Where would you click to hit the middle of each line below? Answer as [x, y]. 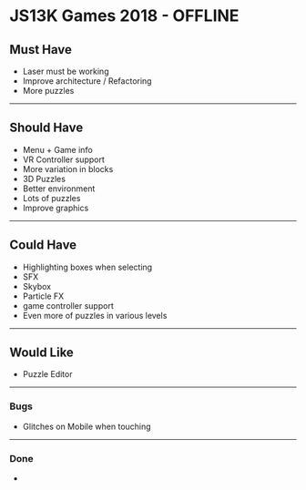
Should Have [46, 128]
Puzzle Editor [47, 374]
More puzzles [48, 91]
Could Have [43, 245]
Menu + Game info [57, 149]
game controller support [68, 305]
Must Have [41, 50]
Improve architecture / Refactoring [87, 81]
